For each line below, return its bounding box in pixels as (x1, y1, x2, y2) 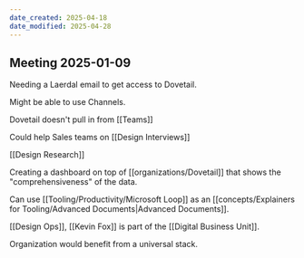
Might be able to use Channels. (9, 97, 126, 108)
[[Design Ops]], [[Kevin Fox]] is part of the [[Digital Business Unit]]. (9, 221, 260, 232)
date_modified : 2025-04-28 (9, 22, 112, 31)
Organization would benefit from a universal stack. (9, 239, 198, 250)
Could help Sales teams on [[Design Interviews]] (9, 132, 191, 143)
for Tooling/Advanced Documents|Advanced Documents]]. (9, 204, 230, 215)
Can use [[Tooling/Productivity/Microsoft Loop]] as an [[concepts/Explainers (9, 194, 295, 205)
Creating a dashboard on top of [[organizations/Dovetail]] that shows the (9, 167, 281, 177)
